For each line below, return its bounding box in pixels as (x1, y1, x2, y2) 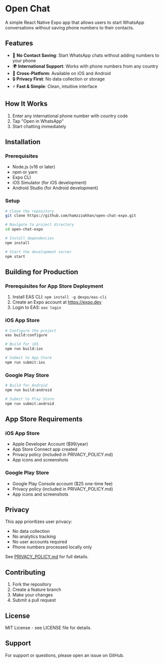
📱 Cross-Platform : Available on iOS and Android (12, 70, 111, 76)
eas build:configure (5, 333, 48, 338)
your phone (12, 58, 36, 64)
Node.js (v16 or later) (12, 164, 55, 170)
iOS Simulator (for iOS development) (12, 180, 87, 186)
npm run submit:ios (5, 360, 46, 365)
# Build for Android (5, 383, 48, 388)
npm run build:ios (5, 346, 43, 352)
